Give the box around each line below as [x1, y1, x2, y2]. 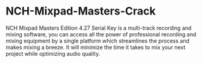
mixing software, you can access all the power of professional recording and [5, 30, 197, 38]
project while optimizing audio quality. [5, 50, 100, 57]
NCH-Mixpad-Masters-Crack [5, 4, 156, 18]
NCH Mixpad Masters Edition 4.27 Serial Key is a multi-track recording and [5, 24, 192, 31]
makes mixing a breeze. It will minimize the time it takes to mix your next [5, 44, 186, 51]
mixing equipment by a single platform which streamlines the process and [5, 37, 190, 44]
